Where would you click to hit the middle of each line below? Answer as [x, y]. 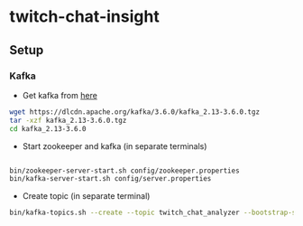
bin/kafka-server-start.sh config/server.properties [110, 179]
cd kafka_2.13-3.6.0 [48, 128]
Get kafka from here [60, 95]
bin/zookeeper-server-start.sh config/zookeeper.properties [125, 170]
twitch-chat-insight [84, 17]
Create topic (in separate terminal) [86, 196]
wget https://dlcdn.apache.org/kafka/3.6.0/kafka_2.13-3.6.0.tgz [134, 112]
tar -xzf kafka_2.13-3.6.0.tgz [68, 120]
